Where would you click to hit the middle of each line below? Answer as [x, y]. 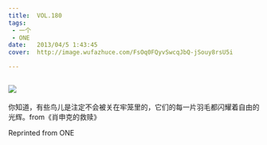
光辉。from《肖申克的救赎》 [55, 116]
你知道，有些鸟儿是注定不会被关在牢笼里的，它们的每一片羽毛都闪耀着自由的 [134, 107]
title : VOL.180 [35, 15]
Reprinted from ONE [41, 132]
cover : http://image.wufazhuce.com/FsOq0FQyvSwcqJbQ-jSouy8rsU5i [121, 52]
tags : [17, 23]
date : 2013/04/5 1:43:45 [53, 45]
